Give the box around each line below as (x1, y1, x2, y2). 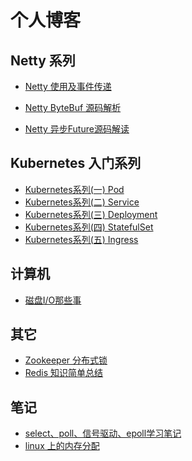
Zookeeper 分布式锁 (24, 354, 108, 366)
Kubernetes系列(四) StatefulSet (24, 221, 154, 233)
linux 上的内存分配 (24, 440, 100, 452)
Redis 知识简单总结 (24, 367, 104, 379)
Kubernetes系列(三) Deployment (24, 208, 158, 220)
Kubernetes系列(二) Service (24, 196, 140, 208)
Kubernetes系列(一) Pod (24, 183, 125, 195)
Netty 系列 (10, 52, 76, 69)
